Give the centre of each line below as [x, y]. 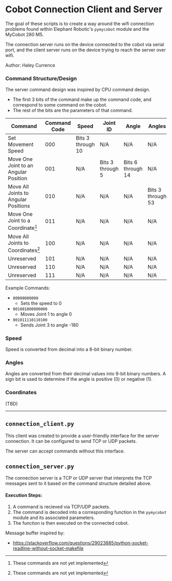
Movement [21, 144]
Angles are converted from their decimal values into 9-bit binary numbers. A [86, 374]
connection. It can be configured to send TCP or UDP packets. [71, 441]
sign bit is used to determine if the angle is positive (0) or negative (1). [79, 379]
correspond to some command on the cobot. [60, 105]
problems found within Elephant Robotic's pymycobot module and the [77, 29]
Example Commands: [28, 288]
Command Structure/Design [41, 78]
